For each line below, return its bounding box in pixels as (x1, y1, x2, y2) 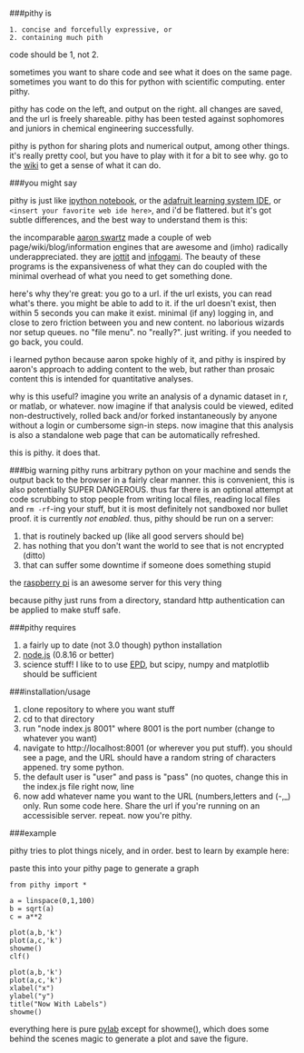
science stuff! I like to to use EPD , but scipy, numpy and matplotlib (22, 659, 270, 670)
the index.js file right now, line (22, 781, 134, 791)
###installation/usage (9, 686, 91, 697)
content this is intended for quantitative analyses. (9, 373, 193, 384)
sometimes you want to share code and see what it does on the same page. (9, 67, 293, 77)
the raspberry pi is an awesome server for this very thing (9, 577, 222, 588)
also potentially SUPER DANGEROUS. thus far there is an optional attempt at (9, 484, 293, 494)
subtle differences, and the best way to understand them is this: (9, 214, 248, 225)
